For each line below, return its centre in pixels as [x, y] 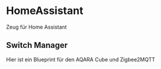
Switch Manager [37, 45]
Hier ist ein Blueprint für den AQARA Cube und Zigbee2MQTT [81, 59]
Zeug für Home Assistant [37, 27]
